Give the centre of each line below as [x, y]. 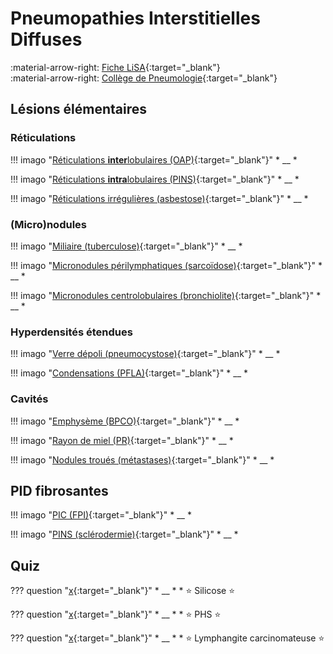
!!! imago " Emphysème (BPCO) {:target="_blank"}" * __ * [125, 421]
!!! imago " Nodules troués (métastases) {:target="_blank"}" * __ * [142, 459]
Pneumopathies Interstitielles [135, 18]
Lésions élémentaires [78, 109]
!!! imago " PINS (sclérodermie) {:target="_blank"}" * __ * [124, 534]
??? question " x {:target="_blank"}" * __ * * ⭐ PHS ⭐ [116, 614]
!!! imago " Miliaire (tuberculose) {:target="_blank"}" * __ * [126, 246]
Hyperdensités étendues [71, 332]
